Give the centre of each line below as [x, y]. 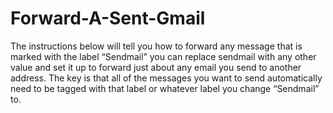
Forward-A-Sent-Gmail [108, 18]
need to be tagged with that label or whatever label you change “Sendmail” [165, 88]
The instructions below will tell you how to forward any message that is [156, 46]
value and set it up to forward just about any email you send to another [156, 67]
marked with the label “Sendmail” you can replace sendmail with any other [163, 56]
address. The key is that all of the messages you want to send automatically [166, 78]
